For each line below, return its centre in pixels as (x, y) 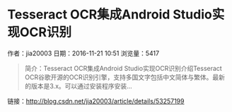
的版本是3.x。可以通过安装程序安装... (78, 86)
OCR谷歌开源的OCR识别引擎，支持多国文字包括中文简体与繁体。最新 (124, 77)
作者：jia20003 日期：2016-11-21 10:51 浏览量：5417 (83, 53)
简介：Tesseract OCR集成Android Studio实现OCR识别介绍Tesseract (123, 68)
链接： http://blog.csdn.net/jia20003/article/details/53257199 (96, 101)
